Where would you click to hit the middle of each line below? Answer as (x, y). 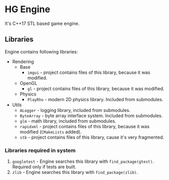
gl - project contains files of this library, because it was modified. (96, 88)
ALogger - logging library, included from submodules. (75, 110)
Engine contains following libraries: (41, 51)
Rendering (23, 62)
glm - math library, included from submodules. (68, 121)
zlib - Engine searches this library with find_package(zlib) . (75, 172)
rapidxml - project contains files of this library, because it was (84, 126)
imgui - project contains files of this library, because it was (89, 72)
